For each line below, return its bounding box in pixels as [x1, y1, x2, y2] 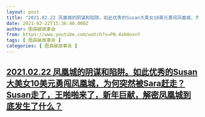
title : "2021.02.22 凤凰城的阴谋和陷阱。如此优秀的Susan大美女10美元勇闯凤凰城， [6, 15, 196, 21]
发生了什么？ [14, 101, 63, 112]
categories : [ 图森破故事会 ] [6, 43, 77, 49]
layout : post [6, 9, 40, 15]
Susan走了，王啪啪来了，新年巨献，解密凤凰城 [6, 90, 183, 101]
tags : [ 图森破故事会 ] [6, 37, 61, 43]
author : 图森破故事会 [6, 26, 56, 32]
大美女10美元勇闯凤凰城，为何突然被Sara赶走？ [6, 79, 185, 89]
